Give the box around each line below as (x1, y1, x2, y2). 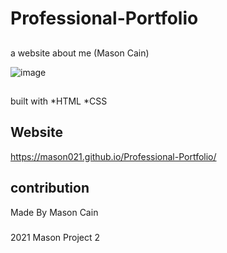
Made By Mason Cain (10, 206, 99, 218)
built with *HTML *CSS (10, 95, 108, 107)
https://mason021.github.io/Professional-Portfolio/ (10, 150, 217, 162)
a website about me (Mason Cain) (10, 47, 150, 59)
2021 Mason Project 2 (10, 231, 101, 243)
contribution (10, 180, 90, 197)
